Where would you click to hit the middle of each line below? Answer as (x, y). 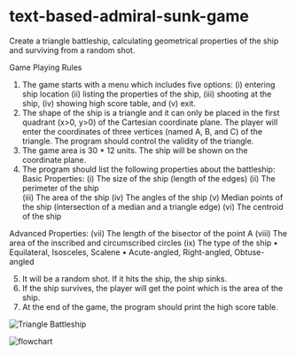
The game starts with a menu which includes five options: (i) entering (148, 84)
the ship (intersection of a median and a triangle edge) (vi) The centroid (152, 206)
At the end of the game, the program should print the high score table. (150, 306)
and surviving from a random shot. (72, 50)
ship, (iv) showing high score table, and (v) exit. (109, 103)
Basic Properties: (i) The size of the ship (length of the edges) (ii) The (149, 178)
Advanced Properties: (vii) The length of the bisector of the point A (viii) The (148, 233)
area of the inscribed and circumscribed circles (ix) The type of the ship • (144, 243)
